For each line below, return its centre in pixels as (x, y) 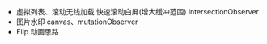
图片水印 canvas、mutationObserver (77, 22)
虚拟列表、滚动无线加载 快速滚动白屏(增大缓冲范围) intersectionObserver (137, 12)
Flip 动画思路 (37, 32)
